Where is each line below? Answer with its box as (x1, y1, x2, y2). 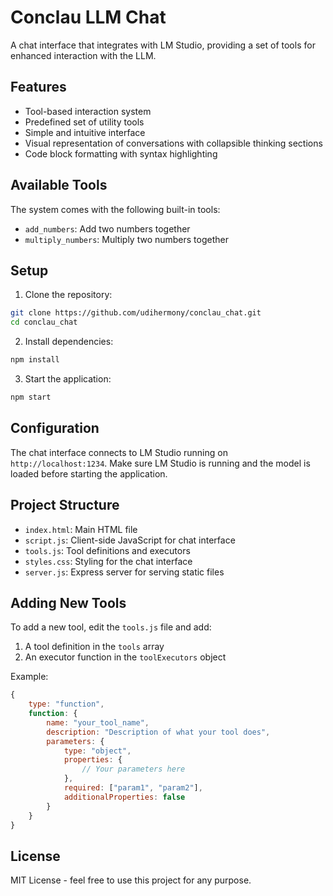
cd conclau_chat (10, 317, 78, 328)
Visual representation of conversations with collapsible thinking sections (24, 137, 323, 149)
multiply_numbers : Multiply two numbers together (24, 233, 229, 245)
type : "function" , (28, 699, 105, 710)
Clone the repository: (24, 289, 113, 301)
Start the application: (24, 373, 112, 385)
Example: (10, 671, 49, 683)
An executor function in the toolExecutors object (24, 651, 227, 663)
